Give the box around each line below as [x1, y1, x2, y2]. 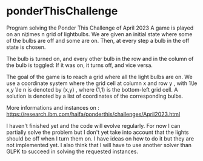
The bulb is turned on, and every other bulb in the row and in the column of [6, 55, 194, 62]
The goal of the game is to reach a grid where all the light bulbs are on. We [6, 73, 193, 80]
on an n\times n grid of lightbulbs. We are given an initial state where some [6, 30, 193, 37]
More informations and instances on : [6, 104, 100, 111]
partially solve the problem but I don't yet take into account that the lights [6, 128, 189, 136]
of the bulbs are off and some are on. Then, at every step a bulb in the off [6, 37, 190, 44]
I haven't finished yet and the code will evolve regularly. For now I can [6, 122, 181, 129]
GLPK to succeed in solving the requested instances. [6, 148, 138, 155]
